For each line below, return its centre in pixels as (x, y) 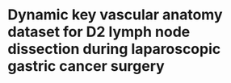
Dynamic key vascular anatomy (115, 15)
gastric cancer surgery (86, 66)
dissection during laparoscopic (114, 49)
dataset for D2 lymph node (99, 32)
